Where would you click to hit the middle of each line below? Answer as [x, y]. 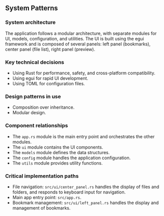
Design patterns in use [33, 96]
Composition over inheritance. [43, 107]
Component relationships [37, 126]
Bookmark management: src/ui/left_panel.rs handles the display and [85, 203]
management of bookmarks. [41, 208]
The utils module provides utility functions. [58, 163]
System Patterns [32, 8]
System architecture [30, 22]
